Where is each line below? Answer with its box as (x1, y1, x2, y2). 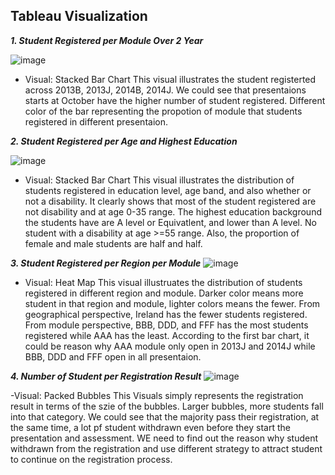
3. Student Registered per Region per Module (10, 257, 202, 269)
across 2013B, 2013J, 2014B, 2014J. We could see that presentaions (24, 84, 307, 96)
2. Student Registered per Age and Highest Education (10, 135, 238, 147)
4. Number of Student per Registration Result (10, 370, 202, 382)
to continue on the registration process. (10, 453, 173, 465)
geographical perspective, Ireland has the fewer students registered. (24, 308, 308, 320)
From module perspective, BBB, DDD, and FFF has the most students (24, 319, 309, 331)
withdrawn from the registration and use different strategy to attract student (10, 442, 323, 454)
